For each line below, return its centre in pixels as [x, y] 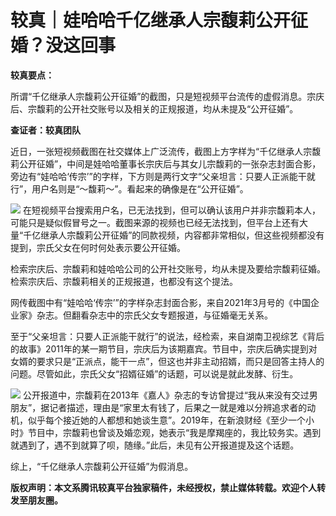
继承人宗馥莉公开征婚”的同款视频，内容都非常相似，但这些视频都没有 [182, 235]
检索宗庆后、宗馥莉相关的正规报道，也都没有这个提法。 [124, 281]
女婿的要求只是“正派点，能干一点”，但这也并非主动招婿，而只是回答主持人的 [167, 361]
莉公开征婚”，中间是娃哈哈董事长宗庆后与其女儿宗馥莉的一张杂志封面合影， [166, 163]
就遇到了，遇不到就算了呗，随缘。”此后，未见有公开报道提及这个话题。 [155, 445]
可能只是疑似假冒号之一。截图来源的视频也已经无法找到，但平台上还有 [155, 222]
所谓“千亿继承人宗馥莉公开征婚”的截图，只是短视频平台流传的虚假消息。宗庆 [167, 96]
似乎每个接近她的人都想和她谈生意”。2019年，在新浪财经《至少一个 [166, 420]
